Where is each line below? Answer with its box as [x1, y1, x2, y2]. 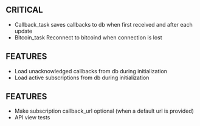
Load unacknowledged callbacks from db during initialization [14, 67, 168, 75]
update [14, 27, 33, 35]
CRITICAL [5, 5, 43, 15]
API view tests [14, 114, 50, 121]
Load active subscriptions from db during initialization [14, 74, 150, 81]
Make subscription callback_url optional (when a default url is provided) [14, 107, 194, 114]
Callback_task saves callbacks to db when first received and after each [14, 21, 193, 28]
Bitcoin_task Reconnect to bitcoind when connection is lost [14, 33, 162, 41]
